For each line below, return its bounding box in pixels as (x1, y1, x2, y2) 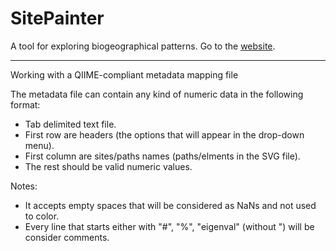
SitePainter (10, 7, 105, 30)
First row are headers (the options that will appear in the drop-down (24, 128, 305, 141)
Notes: (10, 180, 38, 192)
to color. (24, 210, 60, 222)
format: (10, 98, 41, 111)
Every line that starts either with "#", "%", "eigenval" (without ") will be (24, 220, 315, 232)
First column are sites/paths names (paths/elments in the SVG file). (24, 150, 301, 162)
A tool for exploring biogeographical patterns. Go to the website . (10, 40, 276, 52)
